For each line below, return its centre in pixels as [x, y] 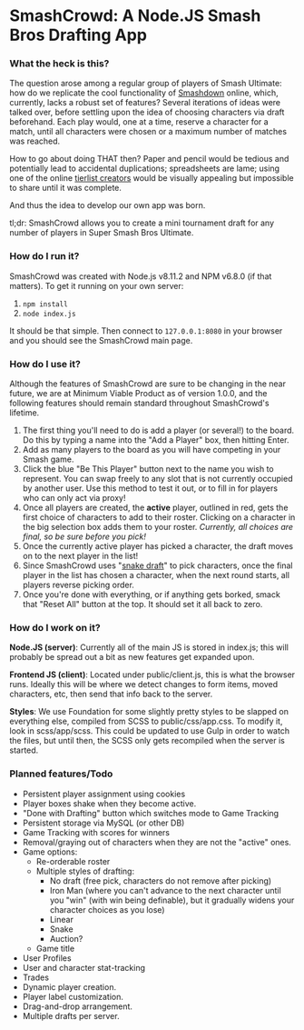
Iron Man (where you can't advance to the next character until [165, 890]
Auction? [66, 938]
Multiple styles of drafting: [85, 871]
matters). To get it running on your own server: [97, 285]
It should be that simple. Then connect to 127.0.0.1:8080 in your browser [146, 330]
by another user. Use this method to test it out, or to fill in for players [150, 488]
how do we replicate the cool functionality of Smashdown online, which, [144, 93]
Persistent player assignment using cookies [104, 794]
